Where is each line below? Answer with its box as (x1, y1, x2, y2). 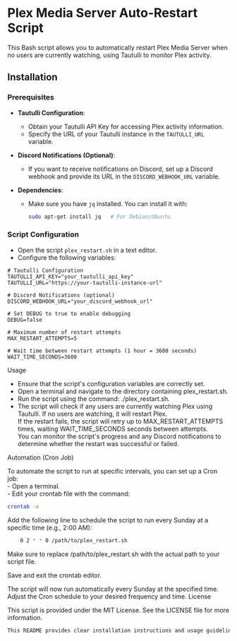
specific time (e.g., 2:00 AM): (7, 523, 92, 532)
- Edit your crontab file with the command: (7, 489, 130, 498)
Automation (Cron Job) (7, 453, 74, 462)
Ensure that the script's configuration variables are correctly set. (17, 379, 206, 388)
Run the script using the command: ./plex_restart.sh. (17, 394, 171, 403)
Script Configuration (7, 229, 80, 239)
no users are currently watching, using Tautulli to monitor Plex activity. (7, 51, 212, 59)
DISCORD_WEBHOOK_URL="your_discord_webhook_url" (7, 298, 153, 305)
